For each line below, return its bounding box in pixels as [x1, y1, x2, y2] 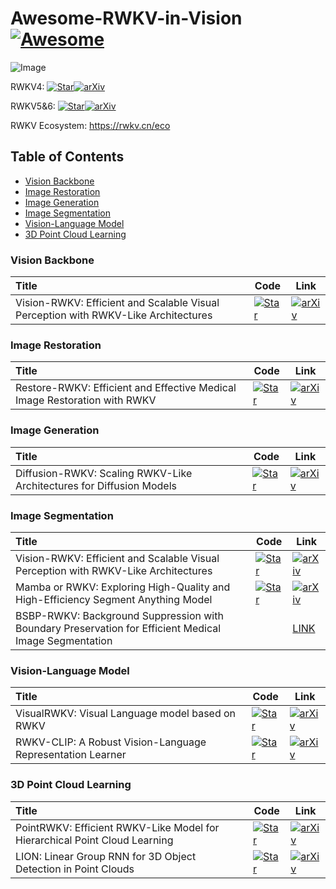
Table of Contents [10, 148, 125, 166]
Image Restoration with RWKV [15, 393, 157, 407]
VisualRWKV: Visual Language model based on [15, 707, 237, 721]
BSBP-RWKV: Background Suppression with [15, 608, 224, 622]
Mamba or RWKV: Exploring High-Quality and [15, 580, 231, 594]
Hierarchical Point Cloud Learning [15, 833, 174, 847]
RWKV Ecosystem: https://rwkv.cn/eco [10, 119, 171, 131]
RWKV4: [10, 80, 45, 92]
